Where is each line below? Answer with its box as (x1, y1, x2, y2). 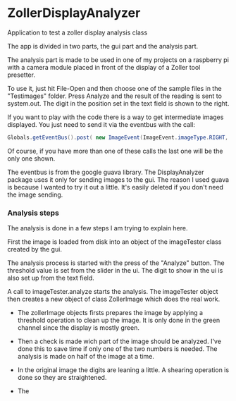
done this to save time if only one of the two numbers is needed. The (17, 345, 218, 353)
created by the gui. (7, 245, 62, 254)
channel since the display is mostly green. (17, 323, 139, 332)
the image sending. (7, 190, 63, 199)
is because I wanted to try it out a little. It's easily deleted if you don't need (7, 183, 224, 191)
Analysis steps (7, 208, 60, 218)
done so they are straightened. (17, 374, 107, 382)
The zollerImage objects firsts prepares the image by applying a (17, 309, 203, 317)
